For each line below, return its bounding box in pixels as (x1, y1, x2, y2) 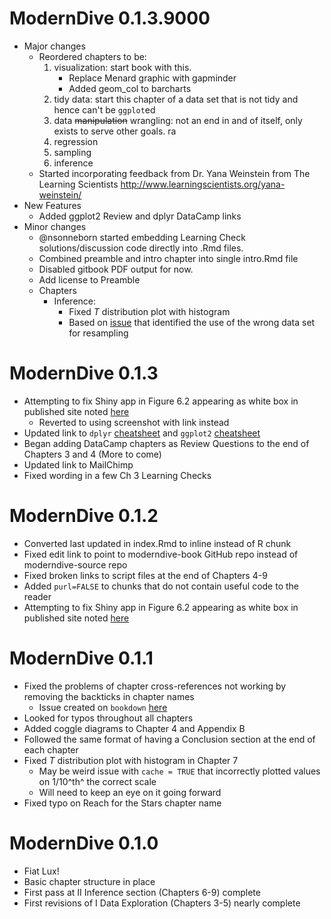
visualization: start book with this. (53, 61, 192, 73)
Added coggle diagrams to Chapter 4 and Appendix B (23, 722, 246, 734)
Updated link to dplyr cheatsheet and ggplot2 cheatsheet (23, 427, 261, 439)
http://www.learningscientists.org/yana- (120, 178, 286, 190)
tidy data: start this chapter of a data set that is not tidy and (53, 93, 299, 105)
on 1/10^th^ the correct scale (38, 775, 157, 787)
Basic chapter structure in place (23, 875, 156, 887)
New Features (23, 199, 82, 211)
